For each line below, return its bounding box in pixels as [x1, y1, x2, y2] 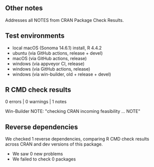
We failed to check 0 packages [12, 156, 76, 162]
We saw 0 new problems [12, 151, 63, 157]
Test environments [5, 32, 65, 40]
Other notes [5, 4, 43, 12]
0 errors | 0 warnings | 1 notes [5, 99, 67, 105]
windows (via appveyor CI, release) [12, 61, 85, 67]
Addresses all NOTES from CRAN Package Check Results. [5, 17, 124, 23]
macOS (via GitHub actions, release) [12, 55, 87, 61]
